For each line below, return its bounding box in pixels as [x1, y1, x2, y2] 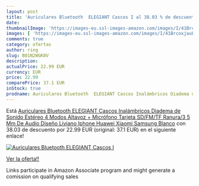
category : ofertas [6, 42, 52, 48]
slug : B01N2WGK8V [6, 53, 49, 58]
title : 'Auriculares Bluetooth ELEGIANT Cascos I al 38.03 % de [6, 14, 171, 20]
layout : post [6, 8, 38, 15]
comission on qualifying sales [6, 172, 79, 180]
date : [6, 19, 20, 25]
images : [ [6, 31, 31, 37]
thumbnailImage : [6, 25, 46, 31]
